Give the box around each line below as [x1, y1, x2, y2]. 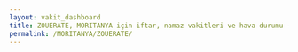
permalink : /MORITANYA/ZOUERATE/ [9, 29, 133, 38]
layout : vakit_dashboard [9, 12, 101, 22]
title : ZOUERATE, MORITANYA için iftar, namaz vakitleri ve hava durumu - [9, 21, 292, 30]
